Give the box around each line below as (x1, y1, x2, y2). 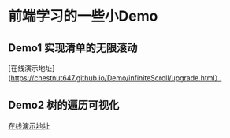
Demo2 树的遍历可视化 (8, 99, 120, 112)
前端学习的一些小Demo (8, 7, 158, 25)
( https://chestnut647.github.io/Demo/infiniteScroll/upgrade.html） (8, 73, 222, 83)
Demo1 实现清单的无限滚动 (8, 41, 138, 54)
